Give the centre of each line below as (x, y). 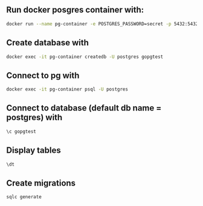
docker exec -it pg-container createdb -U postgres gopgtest (85, 57)
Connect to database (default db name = (84, 108)
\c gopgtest (21, 131)
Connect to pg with (43, 75)
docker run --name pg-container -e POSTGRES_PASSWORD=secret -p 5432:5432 (102, 24)
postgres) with (34, 117)
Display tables (34, 150)
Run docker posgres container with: (75, 10)
